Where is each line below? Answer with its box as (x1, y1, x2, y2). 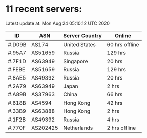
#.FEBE (8, 66, 26, 73)
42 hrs (107, 99, 123, 106)
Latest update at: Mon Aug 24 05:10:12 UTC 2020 (5, 20, 110, 26)
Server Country (63, 32, 102, 39)
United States (63, 41, 96, 48)
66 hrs (107, 91, 123, 98)
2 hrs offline (107, 124, 136, 131)
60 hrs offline (107, 41, 139, 48)
